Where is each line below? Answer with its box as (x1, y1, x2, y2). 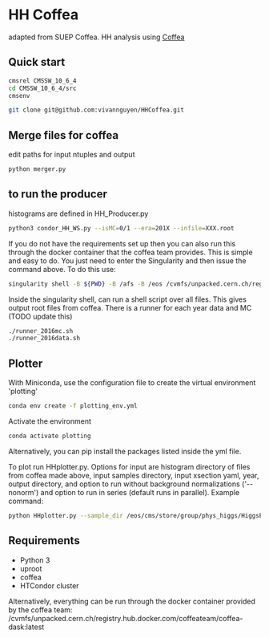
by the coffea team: (8, 604, 73, 615)
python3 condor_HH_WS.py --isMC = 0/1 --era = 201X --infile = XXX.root (8, 224, 235, 232)
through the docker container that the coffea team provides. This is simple (8, 247, 254, 257)
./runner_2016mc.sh (8, 327, 74, 335)
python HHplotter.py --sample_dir (8, 511, 124, 519)
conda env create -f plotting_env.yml (8, 402, 138, 410)
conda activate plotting (8, 432, 91, 440)
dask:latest (8, 622, 45, 632)
